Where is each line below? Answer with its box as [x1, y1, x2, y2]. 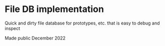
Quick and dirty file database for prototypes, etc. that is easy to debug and [5, 20, 160, 26]
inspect [5, 25, 21, 31]
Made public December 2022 [5, 35, 66, 41]
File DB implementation [5, 3, 104, 15]
